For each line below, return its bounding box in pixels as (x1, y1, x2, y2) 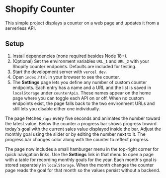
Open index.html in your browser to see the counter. (12, 74, 120, 80)
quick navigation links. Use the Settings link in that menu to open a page (5, 151, 154, 157)
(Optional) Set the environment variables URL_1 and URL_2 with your (12, 58, 150, 64)
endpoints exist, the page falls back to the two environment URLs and (12, 100, 155, 106)
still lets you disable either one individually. (12, 105, 100, 111)
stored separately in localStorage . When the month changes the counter (5, 162, 154, 168)
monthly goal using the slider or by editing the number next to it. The (5, 131, 146, 137)
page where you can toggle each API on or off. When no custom (12, 95, 144, 101)
